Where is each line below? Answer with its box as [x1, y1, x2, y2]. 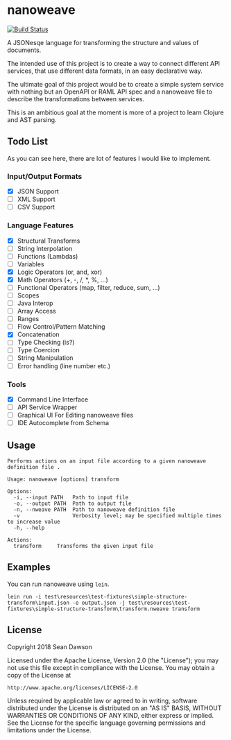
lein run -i [7, 593, 42, 600]
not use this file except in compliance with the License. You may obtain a [7, 663, 215, 671]
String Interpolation [17, 244, 73, 252]
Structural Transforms [17, 236, 80, 245]
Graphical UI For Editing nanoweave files [17, 411, 134, 420]
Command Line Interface [17, 395, 89, 404]
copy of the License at [7, 671, 71, 679]
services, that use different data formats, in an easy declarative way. [7, 67, 203, 75]
